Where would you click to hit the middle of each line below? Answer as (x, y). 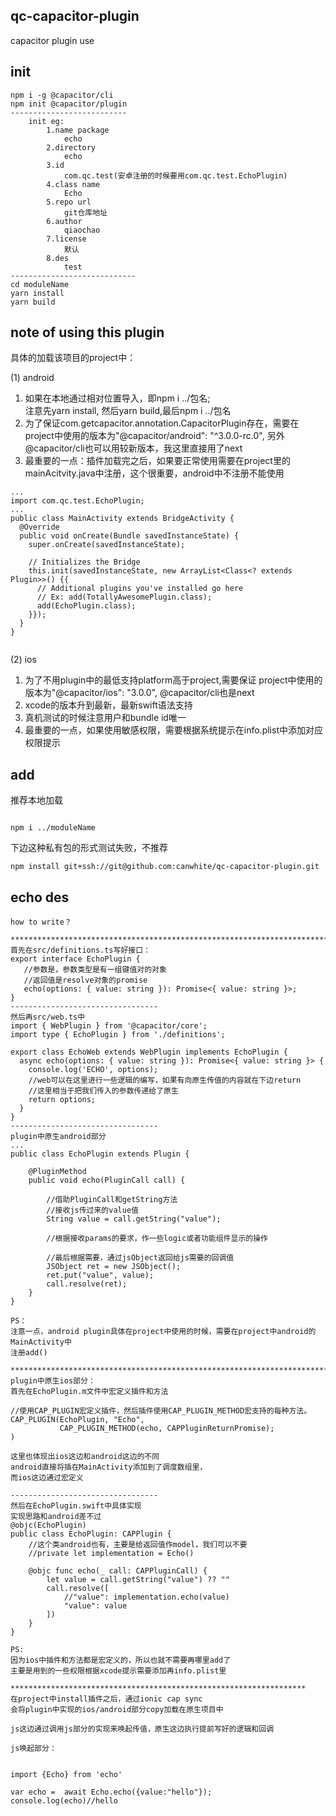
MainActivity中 (41, 1342)
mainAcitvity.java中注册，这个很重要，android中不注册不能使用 (154, 473)
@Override (39, 527)
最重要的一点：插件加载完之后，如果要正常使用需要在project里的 (157, 461)
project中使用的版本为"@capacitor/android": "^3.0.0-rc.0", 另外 (154, 436)
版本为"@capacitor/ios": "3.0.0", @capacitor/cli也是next (139, 693)
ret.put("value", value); (100, 1275)
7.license (66, 239)
